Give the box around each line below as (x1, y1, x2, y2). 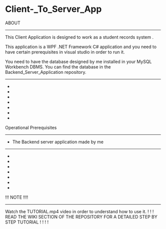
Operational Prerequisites (5, 124, 57, 130)
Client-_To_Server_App (5, 3, 102, 15)
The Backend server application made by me (12, 139, 104, 145)
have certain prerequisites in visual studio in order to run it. (5, 49, 125, 55)
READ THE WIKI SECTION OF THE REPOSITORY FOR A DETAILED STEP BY (5, 214, 158, 220)
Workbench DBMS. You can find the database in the (5, 63, 111, 70)
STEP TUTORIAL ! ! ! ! (5, 219, 49, 225)
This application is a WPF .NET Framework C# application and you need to (5, 44, 157, 50)
